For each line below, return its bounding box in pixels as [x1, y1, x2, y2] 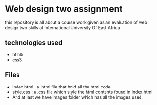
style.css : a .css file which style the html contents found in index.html [12, 89, 153, 95]
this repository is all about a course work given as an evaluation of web [5, 19, 147, 25]
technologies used [5, 39, 63, 47]
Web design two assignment [5, 3, 123, 15]
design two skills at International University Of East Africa [5, 24, 120, 30]
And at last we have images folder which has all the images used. [12, 94, 143, 100]
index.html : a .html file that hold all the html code [12, 84, 111, 89]
